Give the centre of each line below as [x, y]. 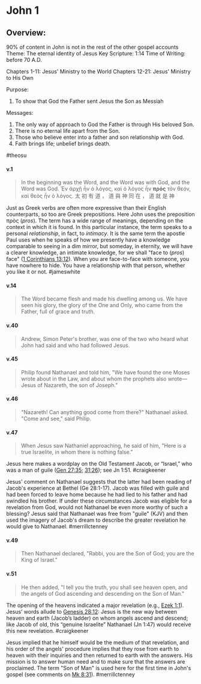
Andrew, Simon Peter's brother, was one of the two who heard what [105, 339]
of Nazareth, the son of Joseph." [77, 385]
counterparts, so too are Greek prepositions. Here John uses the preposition [100, 215]
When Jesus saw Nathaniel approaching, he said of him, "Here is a [103, 446]
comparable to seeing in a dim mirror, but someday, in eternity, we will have [100, 246]
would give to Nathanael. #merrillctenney [57, 527]
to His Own [20, 78]
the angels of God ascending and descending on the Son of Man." [103, 593]
